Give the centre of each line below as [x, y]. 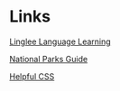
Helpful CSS [32, 76]
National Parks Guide [49, 59]
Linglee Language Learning [60, 41]
